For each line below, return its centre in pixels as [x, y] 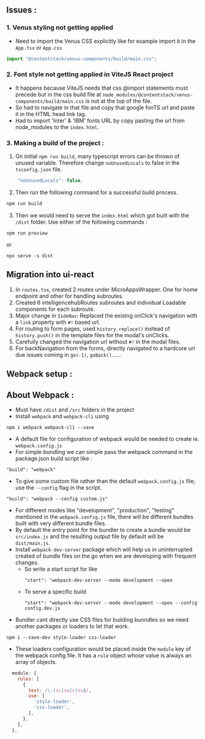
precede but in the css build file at [58, 94]
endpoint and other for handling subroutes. [69, 296]
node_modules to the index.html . [57, 127]
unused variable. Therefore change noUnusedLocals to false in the [97, 163]
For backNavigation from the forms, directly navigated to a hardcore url [105, 348]
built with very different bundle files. [61, 523]
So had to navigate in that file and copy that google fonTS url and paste [105, 108]
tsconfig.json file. [39, 170]
